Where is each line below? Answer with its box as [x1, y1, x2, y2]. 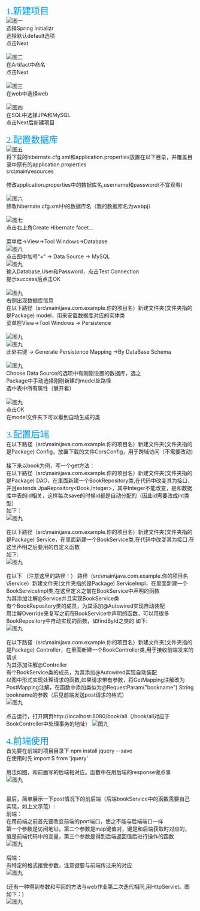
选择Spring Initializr [6, 25, 54, 32]
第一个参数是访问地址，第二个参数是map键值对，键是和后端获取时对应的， [6, 825, 190, 832]
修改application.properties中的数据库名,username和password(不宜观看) [6, 181, 183, 188]
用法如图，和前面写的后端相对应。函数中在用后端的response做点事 [6, 769, 171, 775]
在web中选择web [6, 90, 49, 97]
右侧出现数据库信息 [6, 297, 54, 304]
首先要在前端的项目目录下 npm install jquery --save [6, 747, 133, 754]
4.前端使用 [6, 736, 49, 746]
